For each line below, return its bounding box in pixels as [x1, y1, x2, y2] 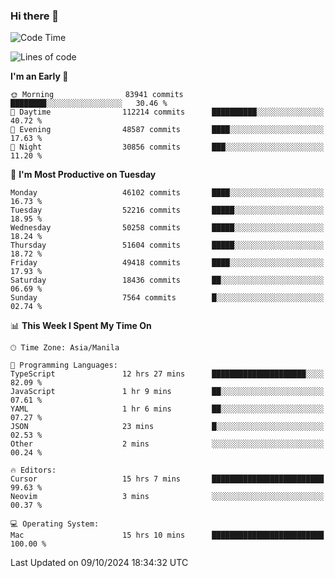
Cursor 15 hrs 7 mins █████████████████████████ [10, 474, 325, 484]
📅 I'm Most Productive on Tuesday [10, 169, 157, 181]
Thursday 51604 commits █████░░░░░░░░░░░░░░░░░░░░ [10, 240, 325, 251]
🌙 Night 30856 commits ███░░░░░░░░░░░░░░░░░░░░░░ [10, 142, 325, 153]
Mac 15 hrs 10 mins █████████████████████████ [10, 530, 325, 541]
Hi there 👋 [10, 9, 60, 23]
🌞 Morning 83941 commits [10, 90, 184, 100]
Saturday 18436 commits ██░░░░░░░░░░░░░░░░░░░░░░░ [10, 275, 325, 286]
